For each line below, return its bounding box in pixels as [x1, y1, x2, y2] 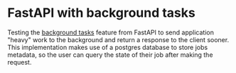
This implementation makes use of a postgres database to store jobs [7, 43, 208, 51]
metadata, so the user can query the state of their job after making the [7, 51, 213, 59]
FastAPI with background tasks [7, 5, 195, 21]
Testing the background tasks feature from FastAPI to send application [7, 28, 215, 36]
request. [7, 58, 32, 66]
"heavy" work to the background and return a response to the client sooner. [7, 35, 230, 44]
